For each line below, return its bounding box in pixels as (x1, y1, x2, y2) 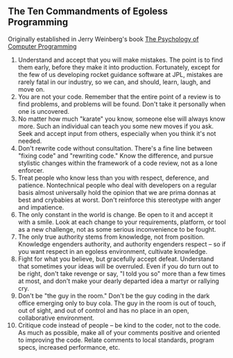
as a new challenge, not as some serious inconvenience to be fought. (17, 225, 216, 233)
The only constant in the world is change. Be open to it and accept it (17, 210, 214, 219)
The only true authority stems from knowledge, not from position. (17, 232, 205, 241)
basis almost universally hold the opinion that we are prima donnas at (17, 188, 216, 196)
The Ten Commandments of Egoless (8, 6, 169, 17)
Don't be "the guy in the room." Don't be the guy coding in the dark (17, 291, 210, 300)
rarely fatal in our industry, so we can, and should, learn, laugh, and (17, 78, 211, 86)
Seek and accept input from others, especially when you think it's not (17, 129, 216, 137)
